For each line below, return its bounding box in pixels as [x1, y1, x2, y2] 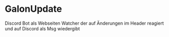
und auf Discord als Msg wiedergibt [5, 25, 80, 31]
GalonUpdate [5, 3, 62, 15]
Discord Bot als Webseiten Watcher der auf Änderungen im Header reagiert [5, 20, 164, 26]
